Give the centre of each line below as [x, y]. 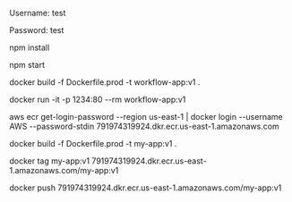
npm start [27, 65]
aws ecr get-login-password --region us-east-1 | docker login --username [146, 117]
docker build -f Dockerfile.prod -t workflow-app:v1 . [105, 82]
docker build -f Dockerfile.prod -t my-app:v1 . [93, 143]
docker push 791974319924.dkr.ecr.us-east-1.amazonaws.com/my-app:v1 [146, 188]
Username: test [38, 13]
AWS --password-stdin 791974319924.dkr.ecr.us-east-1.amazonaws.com [144, 126]
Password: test [37, 30]
